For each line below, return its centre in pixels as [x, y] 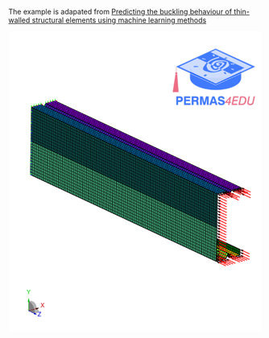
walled [19, 20]
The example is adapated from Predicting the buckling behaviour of [120, 12]
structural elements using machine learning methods [119, 20]
